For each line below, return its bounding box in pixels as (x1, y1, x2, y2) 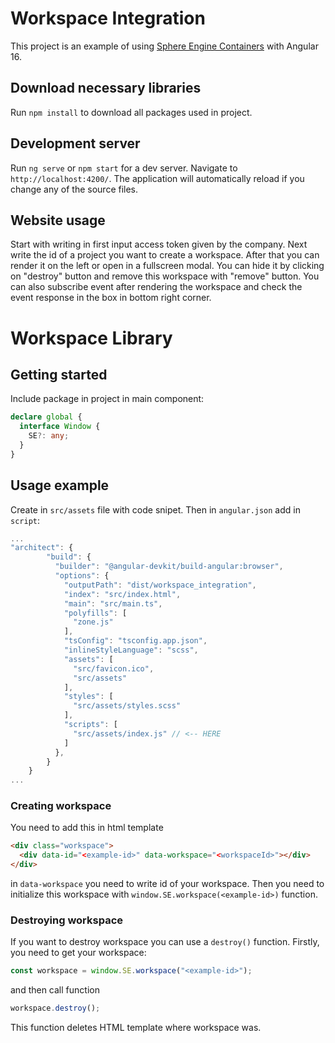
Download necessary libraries (10, 80, 202, 97)
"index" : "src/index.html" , (63, 589, 182, 599)
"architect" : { (10, 543, 74, 553)
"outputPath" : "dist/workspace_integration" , (63, 580, 257, 590)
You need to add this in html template (10, 822, 164, 834)
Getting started (10, 366, 108, 383)
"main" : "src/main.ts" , (63, 598, 163, 609)
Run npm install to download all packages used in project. (10, 106, 253, 118)
